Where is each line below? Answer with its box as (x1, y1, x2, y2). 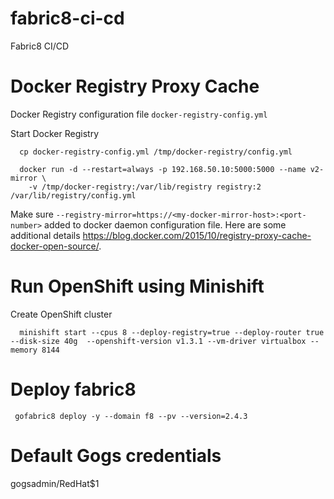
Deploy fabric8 (10, 378, 137, 401)
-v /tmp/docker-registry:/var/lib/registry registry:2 (28, 182, 262, 192)
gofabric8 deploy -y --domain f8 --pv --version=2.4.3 (14, 411, 248, 421)
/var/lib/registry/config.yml (10, 190, 137, 201)
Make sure (10, 208, 54, 220)
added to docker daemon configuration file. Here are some (44, 218, 287, 231)
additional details (10, 229, 81, 241)
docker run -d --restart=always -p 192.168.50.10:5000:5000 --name (19, 164, 307, 174)
